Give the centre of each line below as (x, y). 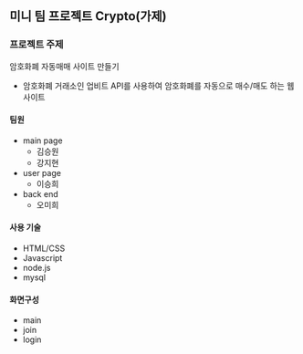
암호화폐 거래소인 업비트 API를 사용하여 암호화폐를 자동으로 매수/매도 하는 (153, 86)
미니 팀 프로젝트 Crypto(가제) (88, 16)
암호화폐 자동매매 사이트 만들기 (65, 66)
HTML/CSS (44, 248)
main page (42, 141)
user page (42, 172)
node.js (37, 268)
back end (40, 193)
